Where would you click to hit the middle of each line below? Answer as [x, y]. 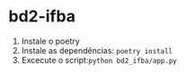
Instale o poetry [50, 41]
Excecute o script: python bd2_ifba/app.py [99, 60]
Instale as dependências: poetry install [97, 50]
